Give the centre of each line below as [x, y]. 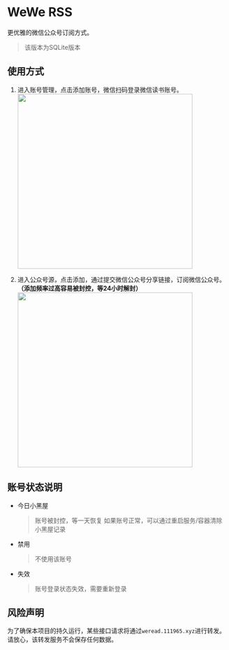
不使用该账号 [53, 559]
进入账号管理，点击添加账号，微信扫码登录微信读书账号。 [100, 90]
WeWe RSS [40, 12]
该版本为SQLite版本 [52, 47]
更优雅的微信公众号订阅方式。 [50, 32]
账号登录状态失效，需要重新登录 [81, 588]
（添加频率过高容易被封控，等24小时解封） [79, 288]
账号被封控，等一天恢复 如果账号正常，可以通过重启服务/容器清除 [128, 520]
